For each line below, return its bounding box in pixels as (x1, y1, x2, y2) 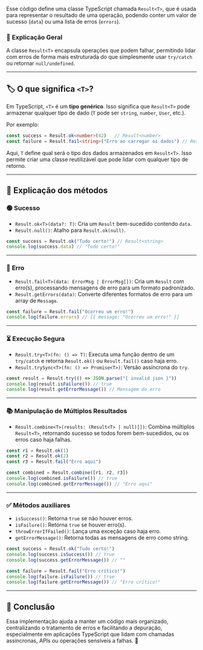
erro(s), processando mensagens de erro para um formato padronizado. (14, 284, 195, 291)
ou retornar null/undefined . (6, 60, 76, 67)
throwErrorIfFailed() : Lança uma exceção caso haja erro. (14, 528, 161, 535)
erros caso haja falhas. (14, 436, 72, 443)
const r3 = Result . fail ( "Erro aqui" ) (6, 459, 101, 465)
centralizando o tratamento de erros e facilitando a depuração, (6, 624, 163, 632)
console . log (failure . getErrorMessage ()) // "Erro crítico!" (6, 579, 161, 585)
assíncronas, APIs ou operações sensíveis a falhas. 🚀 (6, 637, 139, 645)
